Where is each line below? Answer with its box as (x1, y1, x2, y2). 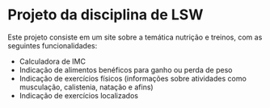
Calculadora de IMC (19, 56, 86, 66)
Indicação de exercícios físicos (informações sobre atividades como (19, 73, 247, 83)
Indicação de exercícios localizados (19, 90, 139, 100)
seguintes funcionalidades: (7, 40, 98, 50)
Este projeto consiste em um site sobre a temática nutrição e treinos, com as (7, 32, 263, 42)
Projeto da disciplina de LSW (7, 6, 204, 24)
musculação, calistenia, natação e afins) (19, 82, 154, 92)
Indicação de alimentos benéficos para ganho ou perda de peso (19, 64, 233, 74)
